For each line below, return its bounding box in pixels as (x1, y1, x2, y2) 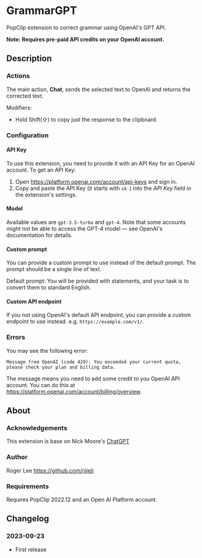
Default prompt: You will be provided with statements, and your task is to (6, 277, 189, 284)
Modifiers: (6, 104, 32, 111)
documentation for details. (6, 231, 73, 239)
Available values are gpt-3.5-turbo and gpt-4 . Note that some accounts (6, 218, 186, 226)
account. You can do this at (6, 381, 75, 388)
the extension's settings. (15, 190, 78, 198)
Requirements (6, 482, 49, 490)
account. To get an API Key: (6, 166, 76, 173)
